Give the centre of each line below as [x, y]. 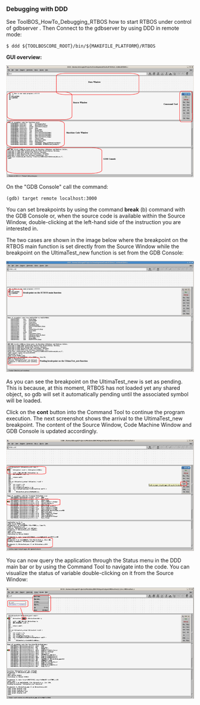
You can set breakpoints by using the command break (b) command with [96, 209]
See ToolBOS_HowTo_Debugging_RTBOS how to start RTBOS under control [99, 22]
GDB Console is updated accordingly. [52, 431]
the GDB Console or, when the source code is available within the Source [96, 216]
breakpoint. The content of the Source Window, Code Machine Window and [99, 425]
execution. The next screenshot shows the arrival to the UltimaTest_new [94, 418]
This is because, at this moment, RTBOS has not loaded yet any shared [93, 388]
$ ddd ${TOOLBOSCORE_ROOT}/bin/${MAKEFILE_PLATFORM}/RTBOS [81, 46]
